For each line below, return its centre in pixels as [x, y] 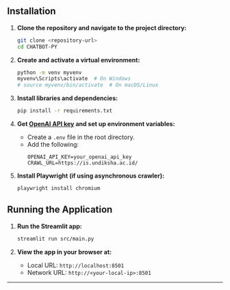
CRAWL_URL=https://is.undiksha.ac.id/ [82, 163]
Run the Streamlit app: [49, 226]
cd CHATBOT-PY [37, 47]
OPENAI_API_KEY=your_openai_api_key [79, 157]
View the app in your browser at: [64, 252]
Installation [31, 11]
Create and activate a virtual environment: [78, 60]
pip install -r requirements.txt [65, 111]
